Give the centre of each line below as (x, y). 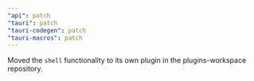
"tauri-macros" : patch (45, 38)
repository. (25, 69)
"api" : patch (29, 15)
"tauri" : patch (33, 23)
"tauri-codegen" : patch (47, 30)
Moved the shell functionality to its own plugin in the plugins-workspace (127, 60)
